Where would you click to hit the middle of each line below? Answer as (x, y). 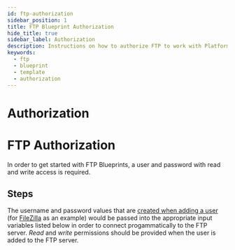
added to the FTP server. (43, 240)
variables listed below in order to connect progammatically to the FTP (107, 226)
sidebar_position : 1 (37, 20)
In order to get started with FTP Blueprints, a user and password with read (114, 164)
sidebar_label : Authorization (51, 40)
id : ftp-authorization (40, 14)
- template (29, 72)
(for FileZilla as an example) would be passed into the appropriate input (110, 218)
